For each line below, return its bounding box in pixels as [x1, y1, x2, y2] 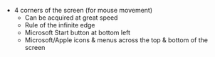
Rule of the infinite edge [24, 21, 95, 29]
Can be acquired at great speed [24, 13, 118, 22]
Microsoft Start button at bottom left [24, 28, 130, 37]
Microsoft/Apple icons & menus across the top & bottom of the [24, 36, 209, 44]
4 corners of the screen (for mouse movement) [14, 6, 153, 14]
